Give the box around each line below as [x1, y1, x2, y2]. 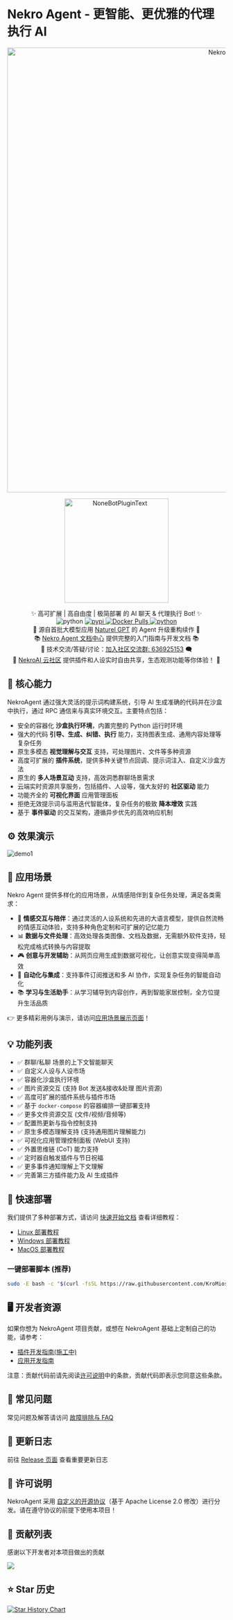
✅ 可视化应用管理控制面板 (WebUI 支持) [17, 1136, 130, 1145]
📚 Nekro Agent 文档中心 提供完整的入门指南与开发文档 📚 [33, 634, 200, 642]
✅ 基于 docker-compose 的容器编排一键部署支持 [17, 1102, 150, 1110]
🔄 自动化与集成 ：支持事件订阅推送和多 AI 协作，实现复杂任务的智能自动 [17, 971, 221, 979]
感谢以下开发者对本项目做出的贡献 [7, 1548, 105, 1557]
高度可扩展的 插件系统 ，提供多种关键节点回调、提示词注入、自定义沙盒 [17, 755, 220, 764]
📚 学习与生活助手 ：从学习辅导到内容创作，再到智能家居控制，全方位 [17, 988, 214, 997]
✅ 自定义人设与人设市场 [17, 1067, 85, 1075]
